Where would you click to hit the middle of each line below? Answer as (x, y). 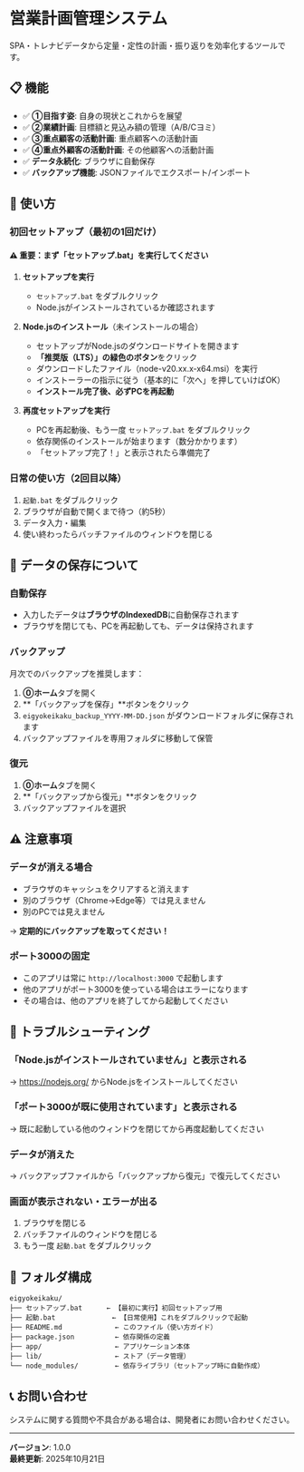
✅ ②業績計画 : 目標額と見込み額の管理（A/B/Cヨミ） (121, 127)
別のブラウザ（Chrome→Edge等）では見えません (114, 900)
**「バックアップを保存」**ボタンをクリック (106, 704)
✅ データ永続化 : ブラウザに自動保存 (89, 161)
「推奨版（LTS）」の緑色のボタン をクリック (116, 357)
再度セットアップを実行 (66, 411)
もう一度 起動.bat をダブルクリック (87, 1246)
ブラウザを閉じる (54, 1223)
